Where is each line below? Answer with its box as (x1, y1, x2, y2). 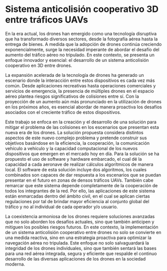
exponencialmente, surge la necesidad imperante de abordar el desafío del (5, 46, 159, 52)
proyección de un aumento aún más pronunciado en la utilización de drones (5, 98, 161, 104)
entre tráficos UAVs (5, 14, 88, 25)
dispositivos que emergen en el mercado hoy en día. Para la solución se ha (5, 151, 159, 157)
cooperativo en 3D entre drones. (5, 62, 72, 68)
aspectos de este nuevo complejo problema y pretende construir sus (5, 135, 147, 141)
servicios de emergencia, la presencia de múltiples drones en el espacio (5, 88, 154, 94)
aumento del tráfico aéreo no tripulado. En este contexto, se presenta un (5, 51, 155, 58)
